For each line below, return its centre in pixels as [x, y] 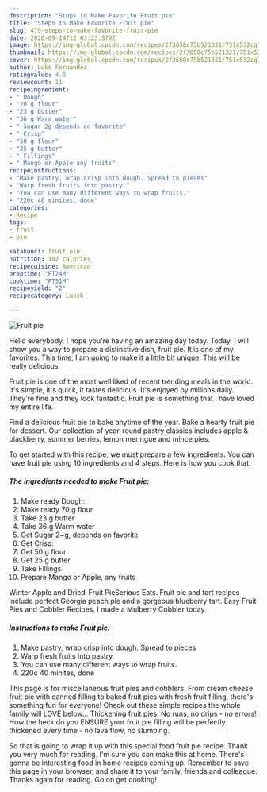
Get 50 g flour [43, 551]
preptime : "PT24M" [39, 274]
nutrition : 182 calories [50, 259]
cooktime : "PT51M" [39, 281]
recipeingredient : [39, 89]
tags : [18, 222]
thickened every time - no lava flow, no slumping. [89, 730]
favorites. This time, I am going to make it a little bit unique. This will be [124, 357]
